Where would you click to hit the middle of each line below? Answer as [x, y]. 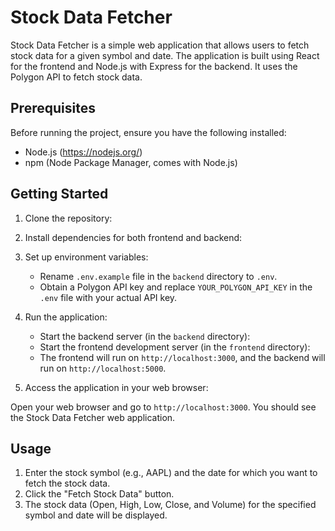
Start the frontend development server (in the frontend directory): [175, 347]
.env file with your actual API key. [108, 297]
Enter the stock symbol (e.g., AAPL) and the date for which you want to [171, 473]
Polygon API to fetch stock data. [76, 77]
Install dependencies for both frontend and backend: [133, 237]
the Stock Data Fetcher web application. [93, 417]
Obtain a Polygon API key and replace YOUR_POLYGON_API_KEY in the [176, 287]
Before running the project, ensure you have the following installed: [148, 132]
